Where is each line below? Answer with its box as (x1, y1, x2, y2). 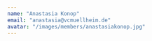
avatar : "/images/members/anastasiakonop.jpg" (7, 23, 146, 30)
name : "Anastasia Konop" (7, 10, 80, 17)
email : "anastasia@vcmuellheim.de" (7, 17, 111, 24)
